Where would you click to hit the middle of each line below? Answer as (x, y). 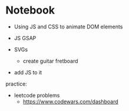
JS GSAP (25, 38)
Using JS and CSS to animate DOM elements (68, 27)
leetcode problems (37, 95)
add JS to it (28, 72)
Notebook (30, 10)
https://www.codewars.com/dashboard (70, 102)
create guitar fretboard (50, 61)
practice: (16, 84)
